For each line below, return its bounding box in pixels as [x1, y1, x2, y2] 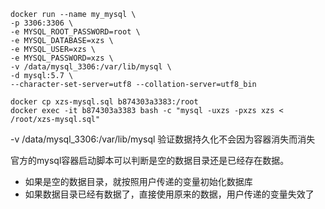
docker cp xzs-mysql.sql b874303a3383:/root [10, 97, 199, 107]
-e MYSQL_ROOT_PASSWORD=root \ [10, 27, 141, 37]
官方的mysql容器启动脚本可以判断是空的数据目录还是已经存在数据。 [10, 155, 290, 166]
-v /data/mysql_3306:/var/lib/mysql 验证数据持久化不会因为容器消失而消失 [10, 133, 316, 145]
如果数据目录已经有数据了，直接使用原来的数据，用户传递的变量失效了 [24, 188, 315, 200]
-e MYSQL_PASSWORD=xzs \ [10, 53, 114, 63]
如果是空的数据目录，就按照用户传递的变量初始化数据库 [24, 176, 253, 187]
